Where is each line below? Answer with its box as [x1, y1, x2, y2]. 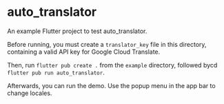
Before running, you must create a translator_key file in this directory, [7, 40, 207, 48]
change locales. [7, 89, 52, 97]
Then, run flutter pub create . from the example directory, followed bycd [7, 61, 218, 69]
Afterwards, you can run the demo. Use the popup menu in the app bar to [7, 81, 216, 90]
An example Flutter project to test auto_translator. [7, 27, 147, 35]
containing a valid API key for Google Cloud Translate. [7, 48, 161, 56]
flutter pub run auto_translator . [7, 68, 105, 76]
